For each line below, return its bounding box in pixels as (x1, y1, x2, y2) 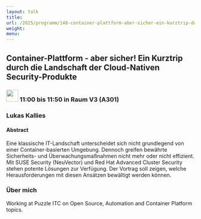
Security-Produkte (6, 72, 77, 82)
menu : (6, 31, 20, 37)
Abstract (6, 126, 29, 133)
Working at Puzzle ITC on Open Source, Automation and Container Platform (6, 199, 193, 206)
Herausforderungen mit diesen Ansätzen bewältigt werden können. (6, 171, 172, 178)
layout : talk (6, 8, 39, 15)
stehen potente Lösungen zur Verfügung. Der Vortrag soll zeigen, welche (6, 165, 187, 172)
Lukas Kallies (6, 112, 46, 120)
